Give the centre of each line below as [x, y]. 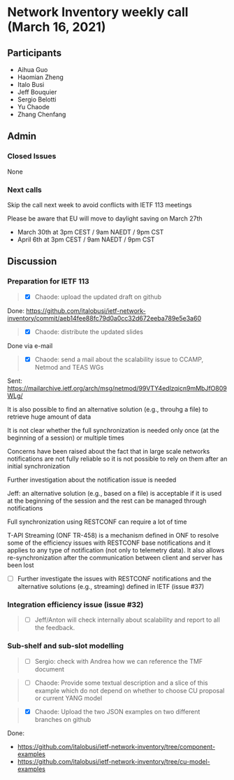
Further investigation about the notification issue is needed [92, 480]
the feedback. [55, 628]
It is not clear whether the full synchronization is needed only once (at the [114, 430]
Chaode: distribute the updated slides [89, 332]
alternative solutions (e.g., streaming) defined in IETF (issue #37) [111, 586]
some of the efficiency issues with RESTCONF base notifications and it [109, 543]
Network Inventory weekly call [98, 12]
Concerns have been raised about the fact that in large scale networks [109, 451]
